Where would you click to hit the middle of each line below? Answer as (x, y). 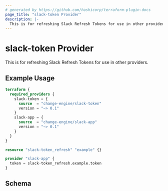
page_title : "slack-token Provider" (43, 14)
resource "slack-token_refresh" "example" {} (53, 150)
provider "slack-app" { (30, 159)
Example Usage (30, 78)
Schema (18, 184)
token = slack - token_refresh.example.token (55, 163)
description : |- (22, 19)
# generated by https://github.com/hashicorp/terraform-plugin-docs (78, 10)
